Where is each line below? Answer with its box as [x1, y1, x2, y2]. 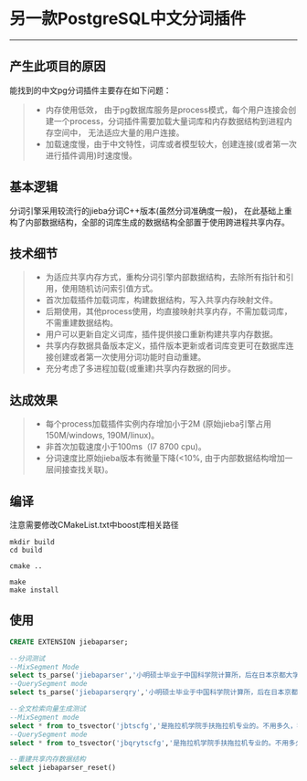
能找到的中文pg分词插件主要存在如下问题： [9, 84, 172, 96]
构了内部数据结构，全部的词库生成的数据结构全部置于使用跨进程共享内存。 [9, 216, 290, 227]
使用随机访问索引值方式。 [61, 283, 158, 294]
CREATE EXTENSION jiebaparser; [9, 637, 129, 647]
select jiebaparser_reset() [9, 764, 117, 773]
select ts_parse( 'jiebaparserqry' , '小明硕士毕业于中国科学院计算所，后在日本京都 [9, 688, 299, 697]
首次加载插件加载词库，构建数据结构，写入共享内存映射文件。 [45, 294, 279, 306]
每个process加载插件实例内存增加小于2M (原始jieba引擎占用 [45, 418, 272, 429]
